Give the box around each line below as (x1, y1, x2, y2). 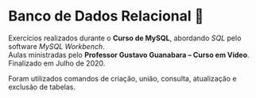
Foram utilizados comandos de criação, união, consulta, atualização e (8, 73, 237, 83)
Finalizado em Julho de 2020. (8, 58, 106, 68)
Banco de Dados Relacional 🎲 (8, 7, 204, 25)
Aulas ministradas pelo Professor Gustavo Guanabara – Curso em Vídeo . (8, 50, 250, 59)
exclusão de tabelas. (8, 82, 76, 92)
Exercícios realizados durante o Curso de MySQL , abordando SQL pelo (8, 33, 242, 43)
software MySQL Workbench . (8, 41, 105, 51)
